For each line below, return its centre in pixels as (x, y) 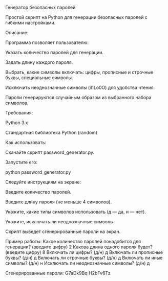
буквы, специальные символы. (39, 78)
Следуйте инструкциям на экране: (43, 182)
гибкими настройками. (30, 23)
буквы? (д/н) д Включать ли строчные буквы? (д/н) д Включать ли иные (84, 258)
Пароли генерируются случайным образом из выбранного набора (78, 97)
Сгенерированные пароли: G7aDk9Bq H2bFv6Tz (58, 273)
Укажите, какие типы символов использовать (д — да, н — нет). (76, 212)
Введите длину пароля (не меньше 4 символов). (58, 202)
